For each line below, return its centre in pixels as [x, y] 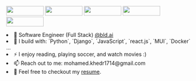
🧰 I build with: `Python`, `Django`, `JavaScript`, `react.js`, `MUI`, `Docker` [102, 41]
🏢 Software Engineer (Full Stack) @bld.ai [64, 35]
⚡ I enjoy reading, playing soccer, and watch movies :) [80, 54]
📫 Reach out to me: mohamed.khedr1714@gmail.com [80, 63]
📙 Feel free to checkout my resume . [58, 72]
